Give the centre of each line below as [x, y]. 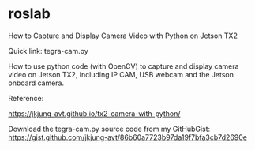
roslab [30, 14]
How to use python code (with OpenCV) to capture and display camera [124, 66]
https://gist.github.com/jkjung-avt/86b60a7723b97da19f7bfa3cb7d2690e [127, 137]
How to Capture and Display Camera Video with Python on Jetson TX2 [123, 36]
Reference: [26, 98]
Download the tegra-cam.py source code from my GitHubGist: [109, 129]
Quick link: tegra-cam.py [48, 51]
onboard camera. [36, 83]
